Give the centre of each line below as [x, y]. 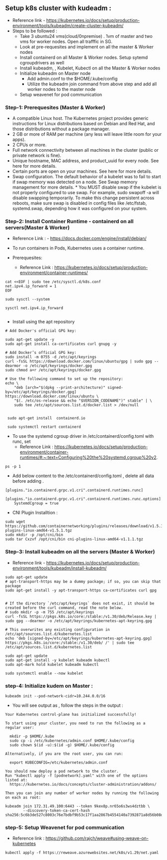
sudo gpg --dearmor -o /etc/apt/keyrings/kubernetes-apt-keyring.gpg [79, 621]
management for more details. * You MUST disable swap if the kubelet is [87, 187]
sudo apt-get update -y [30, 340]
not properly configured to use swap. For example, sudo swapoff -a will [85, 193]
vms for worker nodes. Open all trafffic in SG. [66, 41]
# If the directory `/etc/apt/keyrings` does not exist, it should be [80, 603]
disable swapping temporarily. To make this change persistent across [83, 198]
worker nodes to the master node [61, 89]
